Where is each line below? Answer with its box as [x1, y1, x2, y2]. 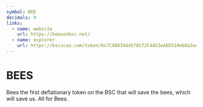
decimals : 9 [6, 15, 36, 21]
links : [6, 20, 23, 26]
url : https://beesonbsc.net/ [17, 31, 91, 37]
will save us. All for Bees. [6, 95, 68, 102]
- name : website [11, 25, 53, 32]
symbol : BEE [6, 8, 36, 15]
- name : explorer [11, 37, 56, 43]
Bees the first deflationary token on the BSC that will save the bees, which [6, 88, 191, 96]
